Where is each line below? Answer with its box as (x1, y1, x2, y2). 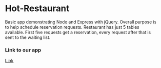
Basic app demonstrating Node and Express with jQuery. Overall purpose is (5, 19, 157, 25)
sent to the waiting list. (5, 34, 51, 40)
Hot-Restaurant (5, 3, 70, 14)
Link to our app (5, 47, 41, 53)
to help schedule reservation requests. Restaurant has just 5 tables (5, 24, 140, 30)
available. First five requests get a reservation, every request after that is (5, 29, 151, 35)
